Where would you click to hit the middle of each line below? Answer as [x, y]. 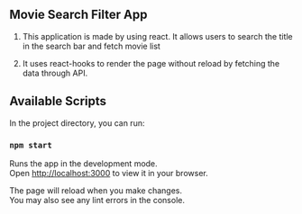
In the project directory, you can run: [77, 123]
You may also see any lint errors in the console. [97, 200]
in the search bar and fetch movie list [91, 46]
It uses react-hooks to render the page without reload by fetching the [151, 63]
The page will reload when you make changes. [96, 190]
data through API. [55, 73]
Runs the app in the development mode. [83, 163]
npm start [31, 145]
